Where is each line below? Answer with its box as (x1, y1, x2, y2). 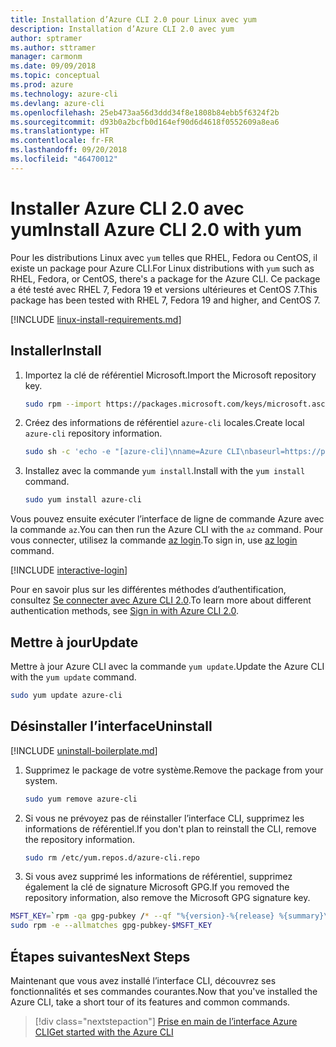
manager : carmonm (10, 52, 83, 62)
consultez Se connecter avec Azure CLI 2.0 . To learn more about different (10, 594, 312, 606)
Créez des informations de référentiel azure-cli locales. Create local (24, 417, 305, 429)
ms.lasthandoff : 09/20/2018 (10, 145, 128, 155)
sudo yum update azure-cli (10, 690, 123, 700)
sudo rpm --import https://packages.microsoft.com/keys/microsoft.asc (24, 399, 326, 409)
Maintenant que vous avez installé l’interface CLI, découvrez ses (10, 974, 277, 986)
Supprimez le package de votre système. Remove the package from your (24, 764, 324, 776)
